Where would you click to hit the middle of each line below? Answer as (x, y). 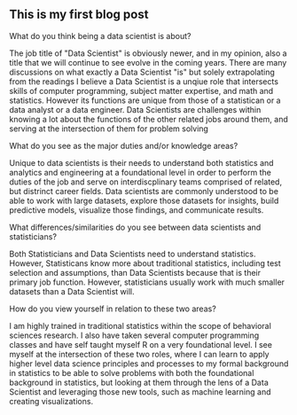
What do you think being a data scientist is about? (100, 35)
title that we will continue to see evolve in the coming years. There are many (148, 62)
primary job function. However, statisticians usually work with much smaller (147, 282)
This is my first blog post (79, 15)
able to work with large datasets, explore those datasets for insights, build (144, 200)
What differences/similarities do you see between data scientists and (135, 227)
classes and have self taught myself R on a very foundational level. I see (141, 344)
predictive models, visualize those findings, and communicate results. (137, 210)
